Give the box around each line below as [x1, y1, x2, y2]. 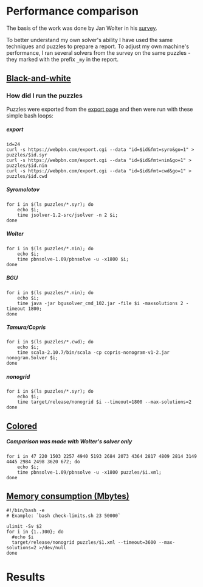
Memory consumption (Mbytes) [6, 491, 129, 502]
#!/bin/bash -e [6, 507, 45, 513]
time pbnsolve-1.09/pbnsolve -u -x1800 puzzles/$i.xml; [17, 469, 162, 476]
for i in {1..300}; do [6, 529, 64, 535]
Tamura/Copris [6, 324, 46, 331]
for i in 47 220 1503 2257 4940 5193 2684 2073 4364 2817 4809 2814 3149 [6, 453, 198, 459]
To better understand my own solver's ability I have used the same [6, 36, 173, 43]
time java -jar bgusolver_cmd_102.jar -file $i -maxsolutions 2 [17, 300, 184, 306]
